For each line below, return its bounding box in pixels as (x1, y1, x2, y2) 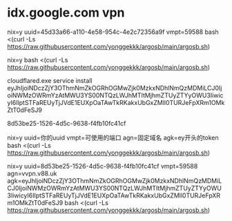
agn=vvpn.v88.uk (7, 169, 57, 177)
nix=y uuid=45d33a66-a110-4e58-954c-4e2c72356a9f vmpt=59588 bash (7, 28, 219, 36)
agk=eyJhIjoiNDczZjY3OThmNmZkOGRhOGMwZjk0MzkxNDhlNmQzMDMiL (7, 176, 222, 184)
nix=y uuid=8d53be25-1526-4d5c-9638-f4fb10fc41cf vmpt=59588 (7, 162, 198, 170)
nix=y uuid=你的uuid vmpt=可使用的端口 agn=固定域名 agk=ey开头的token (7, 133, 219, 142)
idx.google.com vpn (7, 5, 125, 21)
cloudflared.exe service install (7, 76, 93, 84)
